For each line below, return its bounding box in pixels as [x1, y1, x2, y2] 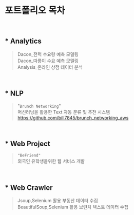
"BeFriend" [17, 153, 41, 158]
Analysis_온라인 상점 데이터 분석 [17, 64, 83, 70]
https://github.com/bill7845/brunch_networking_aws [17, 114, 129, 121]
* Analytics [5, 37, 42, 46]
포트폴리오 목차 [5, 5, 65, 16]
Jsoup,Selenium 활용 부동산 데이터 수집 [17, 198, 98, 204]
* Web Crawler [5, 183, 53, 192]
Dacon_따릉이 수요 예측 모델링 [17, 57, 79, 64]
